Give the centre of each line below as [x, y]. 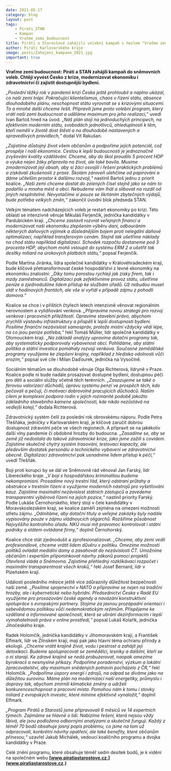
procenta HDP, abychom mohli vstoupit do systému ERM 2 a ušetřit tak [80, 248]
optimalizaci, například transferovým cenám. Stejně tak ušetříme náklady [82, 237]
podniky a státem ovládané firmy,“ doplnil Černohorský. [64, 530]
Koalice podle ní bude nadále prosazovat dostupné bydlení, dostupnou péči [85, 375]
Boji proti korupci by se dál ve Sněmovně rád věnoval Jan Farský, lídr [78, 470]
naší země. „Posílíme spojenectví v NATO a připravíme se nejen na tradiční [84, 588]
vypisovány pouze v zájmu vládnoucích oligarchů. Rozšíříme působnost [81, 519]
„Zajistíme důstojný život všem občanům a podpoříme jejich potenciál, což [84, 146]
